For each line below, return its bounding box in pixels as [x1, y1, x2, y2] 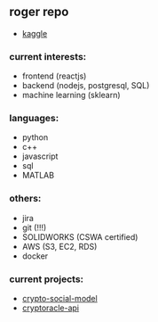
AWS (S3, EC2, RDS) [21, 241, 98, 252]
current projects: [9, 273, 84, 285]
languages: [9, 112, 59, 125]
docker [21, 251, 49, 261]
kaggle [21, 28, 48, 38]
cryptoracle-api [21, 302, 80, 313]
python [21, 132, 49, 143]
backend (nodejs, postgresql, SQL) [21, 80, 150, 91]
